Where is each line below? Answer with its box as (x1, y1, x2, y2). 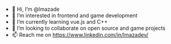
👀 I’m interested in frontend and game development (11, 12, 138, 19)
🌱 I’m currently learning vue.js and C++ (11, 18, 108, 25)
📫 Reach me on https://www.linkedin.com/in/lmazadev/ (11, 32, 148, 38)
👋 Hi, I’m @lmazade (11, 6, 60, 12)
